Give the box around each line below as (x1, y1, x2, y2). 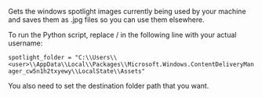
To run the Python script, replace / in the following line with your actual (8, 31, 237, 39)
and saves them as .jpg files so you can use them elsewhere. (8, 15, 206, 24)
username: (8, 38, 43, 48)
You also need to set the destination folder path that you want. (8, 82, 209, 90)
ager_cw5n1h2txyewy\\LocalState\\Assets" (8, 67, 146, 75)
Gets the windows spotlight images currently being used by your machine (8, 7, 246, 16)
